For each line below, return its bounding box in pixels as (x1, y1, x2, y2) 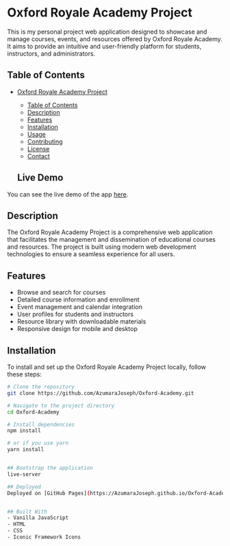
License (27, 144, 50, 152)
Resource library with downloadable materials (16, 317, 146, 326)
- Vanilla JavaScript (7, 514, 69, 521)
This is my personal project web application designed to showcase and (7, 27, 207, 36)
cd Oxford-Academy (7, 409, 60, 416)
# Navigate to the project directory (7, 402, 115, 409)
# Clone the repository (7, 383, 75, 390)
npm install (7, 427, 41, 434)
